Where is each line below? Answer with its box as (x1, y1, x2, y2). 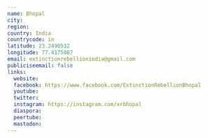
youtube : (13, 88, 39, 95)
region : (7, 23, 30, 30)
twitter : (13, 95, 39, 102)
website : (13, 75, 39, 82)
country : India (7, 29, 52, 37)
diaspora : (13, 107, 42, 114)
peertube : (13, 114, 42, 121)
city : (7, 17, 23, 24)
